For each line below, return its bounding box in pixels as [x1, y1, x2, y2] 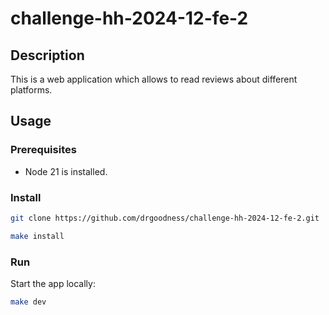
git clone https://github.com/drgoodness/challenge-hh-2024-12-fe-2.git [10, 213, 320, 223]
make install [10, 231, 65, 241]
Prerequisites [10, 143, 77, 157]
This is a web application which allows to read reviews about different [10, 73, 298, 85]
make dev [10, 297, 47, 307]
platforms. [10, 84, 53, 96]
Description [10, 47, 85, 64]
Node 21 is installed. [24, 165, 108, 177]
